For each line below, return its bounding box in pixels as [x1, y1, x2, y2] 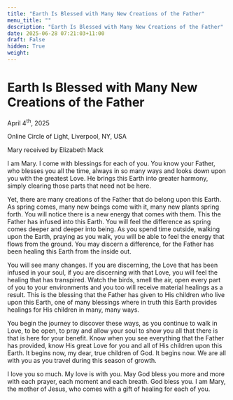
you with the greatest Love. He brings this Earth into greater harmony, [7, 174, 209, 183]
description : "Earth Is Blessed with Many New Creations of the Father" [7, 23, 224, 30]
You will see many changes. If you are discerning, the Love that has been [7, 261, 218, 270]
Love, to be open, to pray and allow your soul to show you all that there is [7, 326, 218, 335]
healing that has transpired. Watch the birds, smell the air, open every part [7, 276, 221, 284]
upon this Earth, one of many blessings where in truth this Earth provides [7, 298, 218, 307]
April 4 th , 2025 [7, 117, 50, 127]
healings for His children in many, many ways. [7, 305, 140, 314]
